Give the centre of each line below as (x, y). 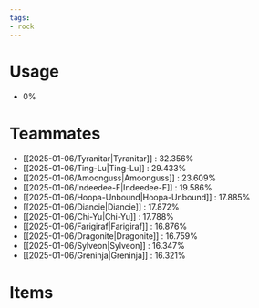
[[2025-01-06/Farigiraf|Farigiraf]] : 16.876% (105, 226)
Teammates (55, 133)
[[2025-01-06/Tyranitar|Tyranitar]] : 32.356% (108, 159)
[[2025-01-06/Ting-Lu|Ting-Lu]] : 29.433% (104, 169)
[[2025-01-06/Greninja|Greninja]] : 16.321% (104, 255)
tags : (20, 18)
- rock (22, 26)
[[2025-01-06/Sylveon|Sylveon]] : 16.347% (104, 246)
